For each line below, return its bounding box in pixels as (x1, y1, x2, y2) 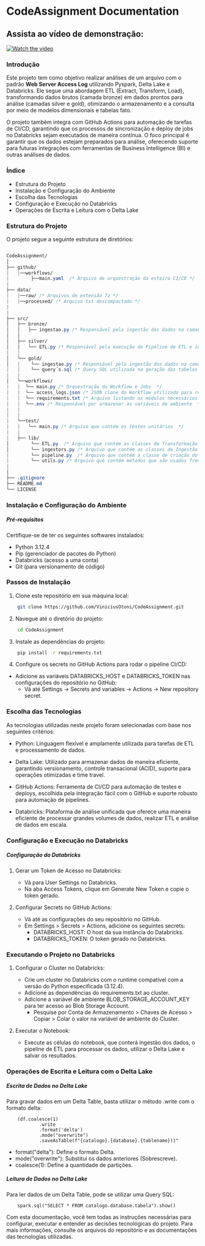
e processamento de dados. (15, 746, 86, 753)
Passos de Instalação (6, 578, 71, 586)
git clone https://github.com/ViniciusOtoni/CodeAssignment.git (17, 603, 184, 610)
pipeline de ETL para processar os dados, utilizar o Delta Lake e (24, 1045, 185, 1052)
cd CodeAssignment (17, 627, 64, 633)
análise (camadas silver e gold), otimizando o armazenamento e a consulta (6, 100, 195, 108)
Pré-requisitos (6, 516, 44, 523)
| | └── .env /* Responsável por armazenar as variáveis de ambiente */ (6, 401, 203, 407)
